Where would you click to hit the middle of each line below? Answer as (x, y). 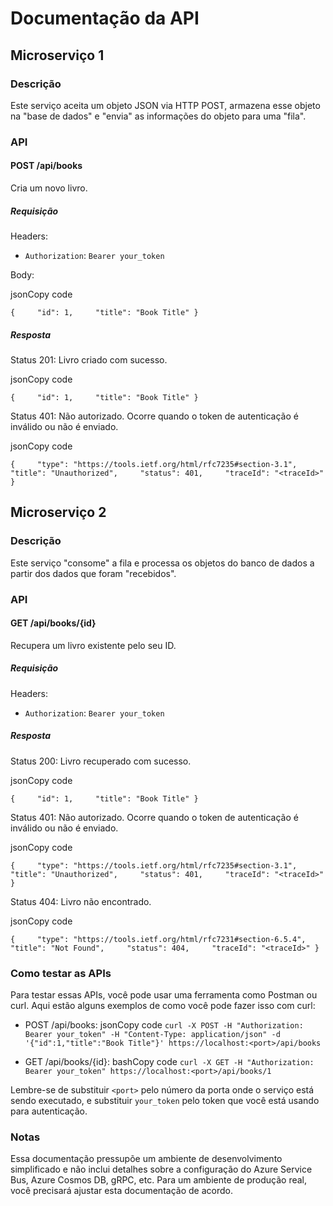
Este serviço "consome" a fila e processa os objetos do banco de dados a (162, 563)
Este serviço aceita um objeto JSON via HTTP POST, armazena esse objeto (165, 105)
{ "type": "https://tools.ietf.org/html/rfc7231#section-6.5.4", (158, 939)
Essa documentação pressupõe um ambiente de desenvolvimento (146, 1159)
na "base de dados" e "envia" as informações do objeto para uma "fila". (158, 116)
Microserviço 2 (58, 512)
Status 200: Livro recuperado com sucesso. (101, 761)
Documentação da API (105, 18)
